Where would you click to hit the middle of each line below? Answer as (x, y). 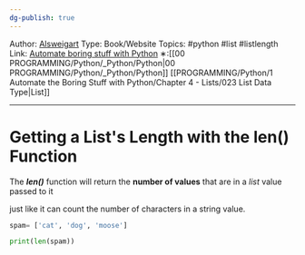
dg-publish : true (42, 18)
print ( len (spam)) (42, 241)
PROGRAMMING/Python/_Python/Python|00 (92, 63)
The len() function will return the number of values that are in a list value (146, 181)
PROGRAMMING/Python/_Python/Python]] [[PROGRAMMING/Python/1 (141, 73)
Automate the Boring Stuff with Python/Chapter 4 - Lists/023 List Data (141, 82)
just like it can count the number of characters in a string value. (128, 209)
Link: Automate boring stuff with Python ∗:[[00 (97, 53)
